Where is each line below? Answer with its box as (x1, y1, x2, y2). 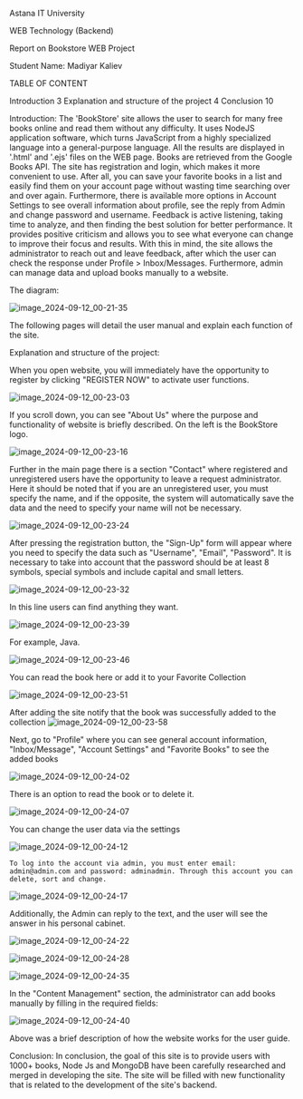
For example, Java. (9, 637, 80, 647)
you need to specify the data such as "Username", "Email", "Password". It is (9, 548, 292, 558)
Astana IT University (9, 8, 85, 18)
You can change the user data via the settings (9, 824, 181, 834)
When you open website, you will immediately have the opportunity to (9, 365, 270, 375)
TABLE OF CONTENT (9, 78, 89, 89)
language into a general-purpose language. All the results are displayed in (9, 142, 285, 152)
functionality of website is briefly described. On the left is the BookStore (9, 419, 279, 430)
